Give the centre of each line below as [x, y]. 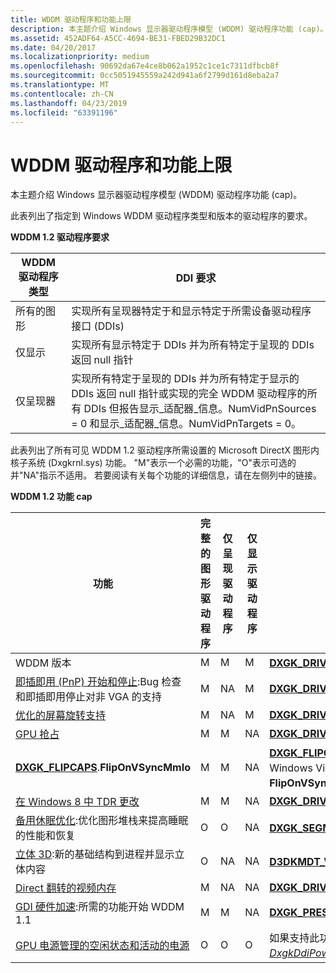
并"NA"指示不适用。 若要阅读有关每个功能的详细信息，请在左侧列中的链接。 [166, 475]
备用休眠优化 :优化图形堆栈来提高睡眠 [102, 821]
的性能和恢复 [46, 836]
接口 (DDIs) [98, 326]
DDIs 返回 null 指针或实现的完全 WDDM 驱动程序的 [189, 394]
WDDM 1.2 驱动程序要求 [60, 237]
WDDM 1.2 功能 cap [51, 497]
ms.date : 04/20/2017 [53, 47]
